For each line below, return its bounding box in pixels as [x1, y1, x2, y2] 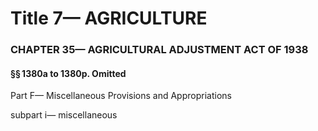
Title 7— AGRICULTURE [10, 7, 208, 30]
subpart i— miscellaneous [10, 109, 118, 121]
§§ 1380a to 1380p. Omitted [10, 67, 127, 79]
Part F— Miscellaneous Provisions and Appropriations [10, 90, 232, 102]
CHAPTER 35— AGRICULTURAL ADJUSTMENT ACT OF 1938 [10, 43, 309, 57]
